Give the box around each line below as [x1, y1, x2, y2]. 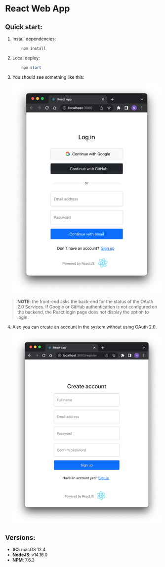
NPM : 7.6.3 [12, 557, 35, 563]
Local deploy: [12, 55, 41, 61]
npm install [21, 46, 46, 51]
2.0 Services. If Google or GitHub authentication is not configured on [17, 304, 157, 310]
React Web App [5, 3, 70, 14]
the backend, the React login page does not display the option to [17, 309, 149, 315]
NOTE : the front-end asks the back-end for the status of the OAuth [17, 299, 154, 305]
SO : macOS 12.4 [12, 546, 46, 552]
